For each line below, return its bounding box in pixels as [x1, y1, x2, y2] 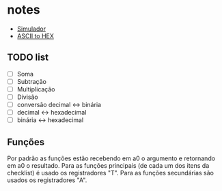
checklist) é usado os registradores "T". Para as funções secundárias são [7, 169, 214, 177]
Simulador [16, 25, 46, 33]
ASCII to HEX [16, 31, 55, 40]
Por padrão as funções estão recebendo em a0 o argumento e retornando [7, 154, 216, 162]
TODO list [7, 52, 49, 63]
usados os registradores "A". [7, 176, 87, 184]
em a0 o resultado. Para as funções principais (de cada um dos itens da [7, 162, 210, 169]
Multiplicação [16, 85, 56, 93]
